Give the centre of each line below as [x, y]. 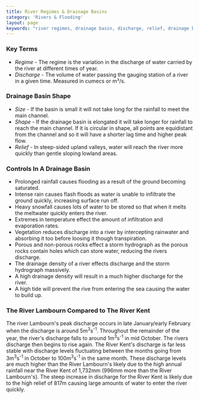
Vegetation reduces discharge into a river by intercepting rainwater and [102, 232]
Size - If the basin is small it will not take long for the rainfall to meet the [102, 109]
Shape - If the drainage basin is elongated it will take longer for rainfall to [104, 122]
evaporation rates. [37, 226]
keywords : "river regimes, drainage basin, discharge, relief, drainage [98, 28]
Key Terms [22, 49]
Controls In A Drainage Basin [48, 169]
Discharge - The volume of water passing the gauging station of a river [101, 74]
